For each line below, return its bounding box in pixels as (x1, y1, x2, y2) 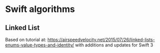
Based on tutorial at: (5, 36, 46, 42)
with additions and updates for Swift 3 (75, 42, 154, 48)
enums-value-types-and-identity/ (5, 42, 74, 48)
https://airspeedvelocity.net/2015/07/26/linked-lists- (47, 36, 156, 42)
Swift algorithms (5, 3, 75, 15)
